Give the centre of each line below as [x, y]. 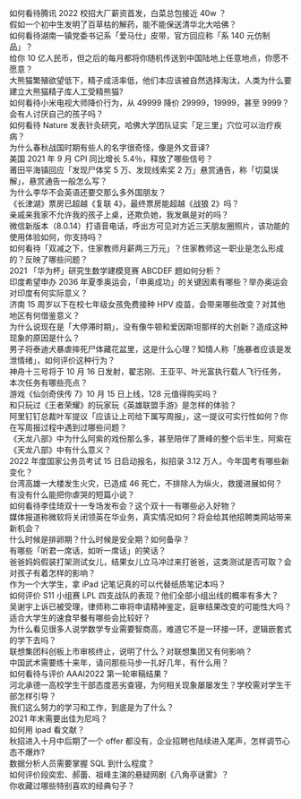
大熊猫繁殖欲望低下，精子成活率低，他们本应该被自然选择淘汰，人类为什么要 [150, 80]
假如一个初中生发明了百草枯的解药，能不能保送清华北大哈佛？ [123, 24]
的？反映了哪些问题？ [48, 259]
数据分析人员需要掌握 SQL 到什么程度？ [82, 763]
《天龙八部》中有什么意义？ [60, 450]
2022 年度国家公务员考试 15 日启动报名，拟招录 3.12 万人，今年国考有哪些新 [149, 461]
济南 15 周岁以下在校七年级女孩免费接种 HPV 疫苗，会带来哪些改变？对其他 [147, 304]
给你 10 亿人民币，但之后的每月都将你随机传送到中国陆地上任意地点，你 [141, 58]
